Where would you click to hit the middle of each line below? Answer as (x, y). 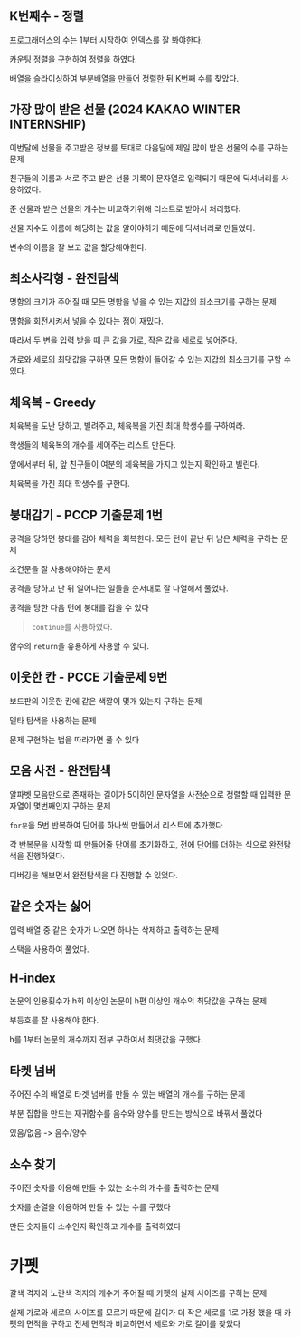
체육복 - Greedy (53, 402)
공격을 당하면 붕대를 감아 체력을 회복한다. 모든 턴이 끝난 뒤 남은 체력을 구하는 (144, 538)
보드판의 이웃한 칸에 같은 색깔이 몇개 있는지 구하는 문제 (106, 701)
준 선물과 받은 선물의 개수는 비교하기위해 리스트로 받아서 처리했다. (125, 208)
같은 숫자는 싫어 (51, 906)
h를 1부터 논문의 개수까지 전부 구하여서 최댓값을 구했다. (106, 1040)
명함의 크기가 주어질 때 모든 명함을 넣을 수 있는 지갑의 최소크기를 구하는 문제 (143, 302)
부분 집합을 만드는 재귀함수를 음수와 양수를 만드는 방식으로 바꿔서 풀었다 (136, 1114)
